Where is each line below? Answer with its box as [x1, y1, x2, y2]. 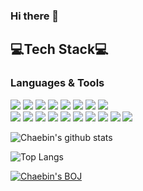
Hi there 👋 [10, 9, 60, 23]
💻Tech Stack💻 [10, 41, 109, 58]
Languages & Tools [10, 76, 105, 90]
